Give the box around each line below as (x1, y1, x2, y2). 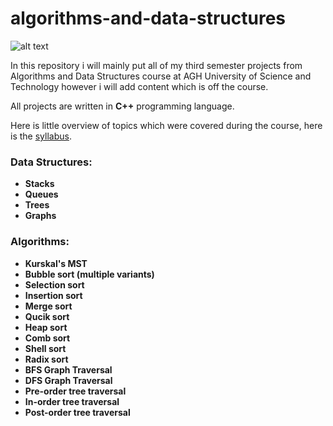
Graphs (24, 210, 57, 222)
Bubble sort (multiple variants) (24, 268, 155, 280)
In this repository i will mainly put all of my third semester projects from (10, 59, 303, 71)
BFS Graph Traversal (24, 363, 113, 376)
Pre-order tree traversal (24, 385, 127, 397)
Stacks (24, 178, 55, 190)
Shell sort (24, 342, 67, 354)
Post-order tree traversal (24, 406, 131, 418)
